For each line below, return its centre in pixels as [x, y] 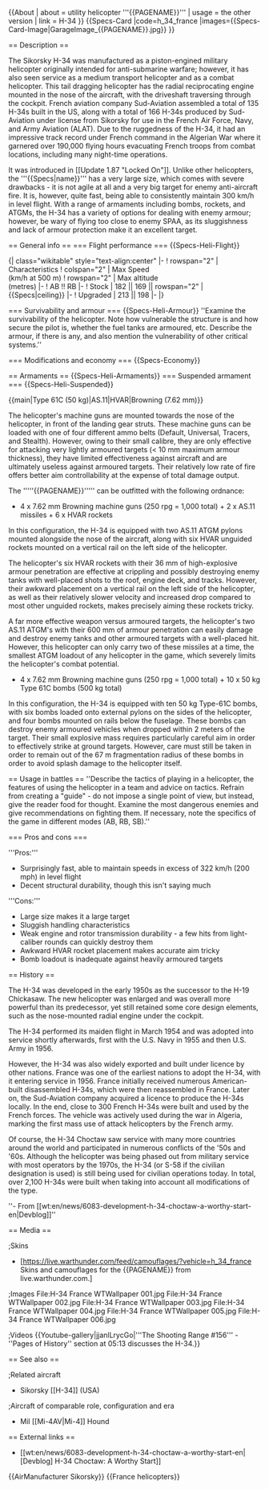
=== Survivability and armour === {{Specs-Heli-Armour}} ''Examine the [127, 310]
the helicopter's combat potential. [64, 664]
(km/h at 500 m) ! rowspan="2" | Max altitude [83, 278]
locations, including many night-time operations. [88, 154]
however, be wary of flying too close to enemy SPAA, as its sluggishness [128, 221]
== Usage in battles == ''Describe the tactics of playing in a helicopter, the [131, 779]
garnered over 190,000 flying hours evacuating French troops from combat [132, 146]
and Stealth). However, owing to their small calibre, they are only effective [130, 441]
